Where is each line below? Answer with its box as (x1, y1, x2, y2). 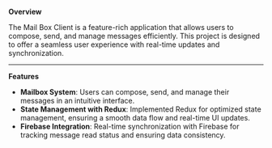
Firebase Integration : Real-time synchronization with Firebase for (19, 121, 240, 131)
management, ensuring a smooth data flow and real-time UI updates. (19, 113, 251, 122)
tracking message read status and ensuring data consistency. (19, 130, 226, 140)
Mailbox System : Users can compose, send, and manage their (19, 87, 230, 96)
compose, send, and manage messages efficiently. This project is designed (8, 32, 261, 40)
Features (8, 72, 39, 81)
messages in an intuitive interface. (19, 96, 135, 105)
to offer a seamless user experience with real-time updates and (8, 40, 220, 49)
